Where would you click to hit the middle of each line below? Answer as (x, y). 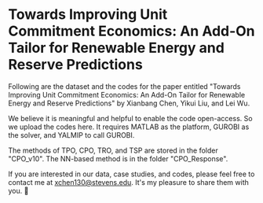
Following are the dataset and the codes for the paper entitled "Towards (124, 86)
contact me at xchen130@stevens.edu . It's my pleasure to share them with (129, 182)
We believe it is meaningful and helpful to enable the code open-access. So (130, 118)
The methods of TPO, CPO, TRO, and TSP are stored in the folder (113, 150)
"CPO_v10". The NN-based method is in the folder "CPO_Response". (118, 158)
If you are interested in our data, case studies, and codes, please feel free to (131, 174)
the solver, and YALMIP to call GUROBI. (71, 135)
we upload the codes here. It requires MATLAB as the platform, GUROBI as (129, 127)
